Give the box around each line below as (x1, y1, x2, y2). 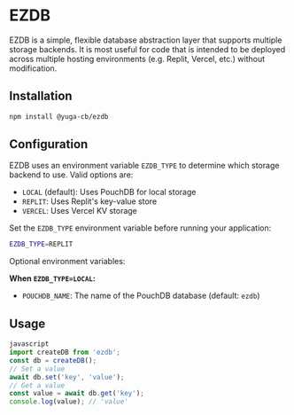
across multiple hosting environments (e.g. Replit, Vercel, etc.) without (9, 53, 266, 64)
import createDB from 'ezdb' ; (9, 348, 121, 356)
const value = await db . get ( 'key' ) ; (9, 389, 144, 398)
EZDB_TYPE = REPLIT (9, 240, 73, 249)
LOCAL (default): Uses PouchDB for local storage (21, 187, 197, 198)
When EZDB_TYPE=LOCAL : (9, 273, 96, 284)
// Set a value (9, 364, 66, 373)
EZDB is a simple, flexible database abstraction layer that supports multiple (9, 35, 282, 45)
